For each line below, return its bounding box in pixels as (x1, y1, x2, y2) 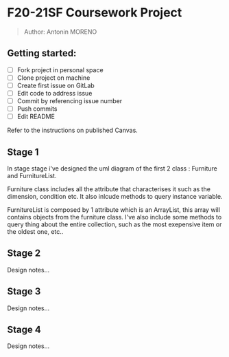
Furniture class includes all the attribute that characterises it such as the (7, 185, 211, 193)
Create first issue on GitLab (16, 81, 95, 89)
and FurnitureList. (7, 172, 57, 180)
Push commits (16, 105, 58, 113)
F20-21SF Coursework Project (7, 5, 182, 21)
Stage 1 (7, 146, 39, 158)
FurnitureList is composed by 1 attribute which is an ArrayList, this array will (7, 206, 221, 214)
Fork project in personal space (16, 65, 104, 74)
